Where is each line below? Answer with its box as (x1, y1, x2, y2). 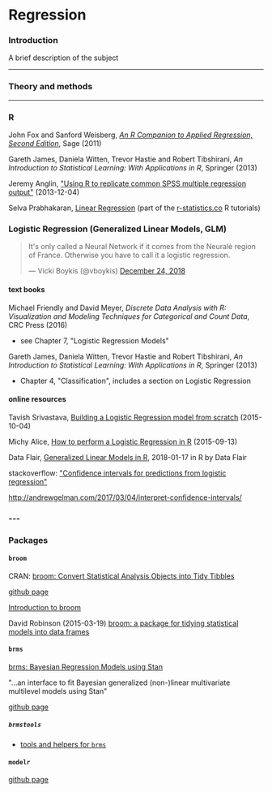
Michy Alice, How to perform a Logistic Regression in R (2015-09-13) (8, 437, 238, 446)
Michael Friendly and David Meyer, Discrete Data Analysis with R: (8, 303, 227, 312)
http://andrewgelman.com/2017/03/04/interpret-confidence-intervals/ (8, 493, 243, 502)
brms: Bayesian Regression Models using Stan (8, 662, 164, 672)
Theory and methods (8, 81, 93, 93)
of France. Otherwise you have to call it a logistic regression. (28, 250, 231, 260)
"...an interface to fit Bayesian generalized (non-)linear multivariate (8, 678, 231, 687)
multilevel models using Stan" (8, 687, 108, 696)
